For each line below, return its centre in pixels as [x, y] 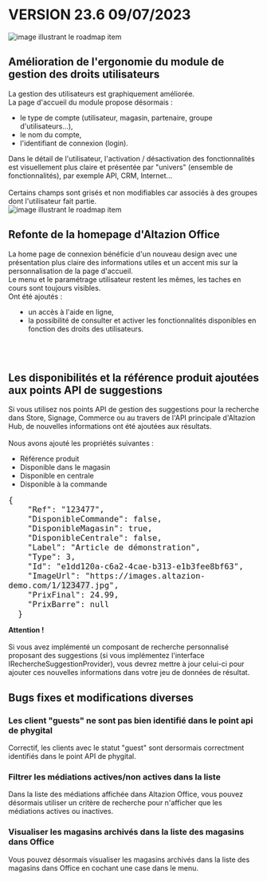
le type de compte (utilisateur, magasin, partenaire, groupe [116, 117]
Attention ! [26, 630]
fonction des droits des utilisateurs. [86, 328]
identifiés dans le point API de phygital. [73, 756]
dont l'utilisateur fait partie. [53, 200]
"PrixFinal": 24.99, [73, 595]
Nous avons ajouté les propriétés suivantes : [81, 443]
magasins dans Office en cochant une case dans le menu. [104, 867]
